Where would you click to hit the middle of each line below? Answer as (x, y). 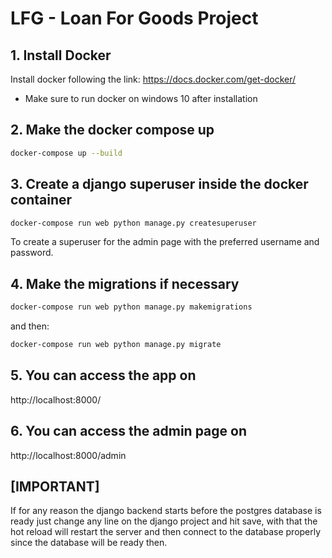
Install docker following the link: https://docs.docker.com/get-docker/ (153, 79)
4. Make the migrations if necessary (125, 283)
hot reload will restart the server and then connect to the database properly (166, 532)
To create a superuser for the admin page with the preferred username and (165, 242)
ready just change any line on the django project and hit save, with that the (164, 521)
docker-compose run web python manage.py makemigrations (131, 307)
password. (32, 253)
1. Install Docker (61, 55)
